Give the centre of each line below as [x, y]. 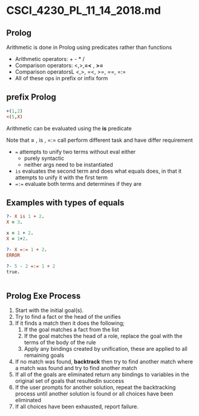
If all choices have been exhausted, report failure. [77, 407]
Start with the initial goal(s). [49, 310]
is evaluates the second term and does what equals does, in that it [98, 171]
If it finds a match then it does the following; [70, 323]
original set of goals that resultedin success [69, 381]
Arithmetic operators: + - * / [50, 59]
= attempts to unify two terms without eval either [75, 152]
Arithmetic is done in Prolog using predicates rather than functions [89, 47]
